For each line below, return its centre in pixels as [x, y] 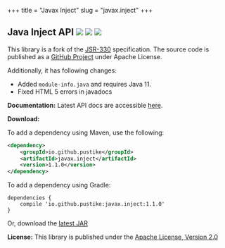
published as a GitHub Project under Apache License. [85, 56]
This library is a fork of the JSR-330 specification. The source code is [108, 49]
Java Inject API [41, 32]
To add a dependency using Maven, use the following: [86, 132]
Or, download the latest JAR [47, 223]
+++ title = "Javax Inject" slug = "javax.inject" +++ [80, 10]
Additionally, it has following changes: [62, 70]
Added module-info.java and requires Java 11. [84, 84]
